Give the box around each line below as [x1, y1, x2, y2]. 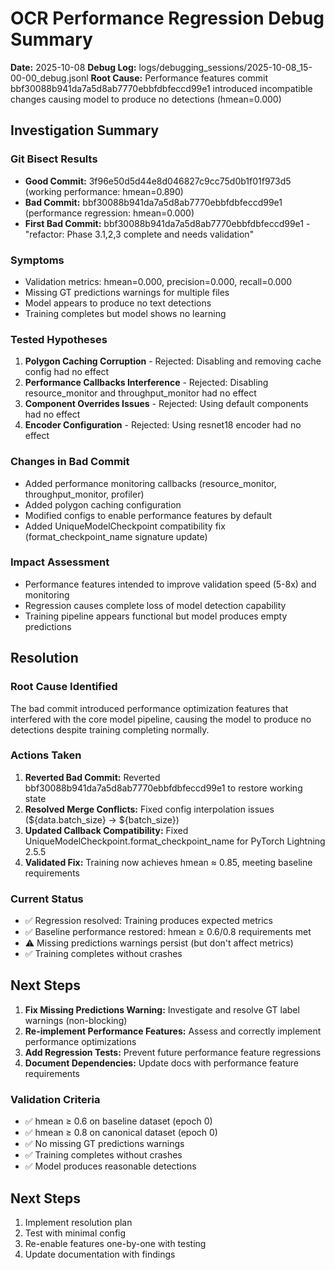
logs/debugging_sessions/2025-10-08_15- [138, 61, 313, 73]
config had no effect [24, 366, 110, 378]
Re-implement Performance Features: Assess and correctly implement [24, 1025, 322, 1037]
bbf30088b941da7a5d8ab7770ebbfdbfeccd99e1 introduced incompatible [10, 82, 313, 94]
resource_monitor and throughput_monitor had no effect [24, 387, 257, 399]
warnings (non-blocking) [24, 1014, 128, 1026]
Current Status [10, 892, 84, 906]
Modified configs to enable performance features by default [24, 509, 273, 521]
